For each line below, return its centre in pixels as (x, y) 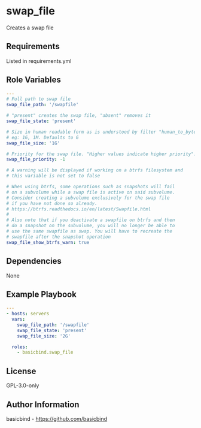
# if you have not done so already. (52, 203)
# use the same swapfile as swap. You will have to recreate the (89, 231)
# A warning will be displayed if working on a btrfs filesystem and (95, 170)
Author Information (43, 404)
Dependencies (34, 261)
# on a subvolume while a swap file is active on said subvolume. (91, 192)
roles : (20, 347)
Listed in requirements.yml (39, 61)
